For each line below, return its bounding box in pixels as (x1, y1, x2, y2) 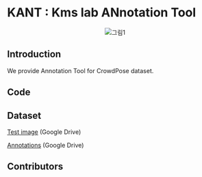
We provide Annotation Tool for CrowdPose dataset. (7, 66, 154, 74)
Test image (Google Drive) (7, 128, 81, 136)
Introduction (7, 49, 62, 60)
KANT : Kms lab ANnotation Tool (7, 5, 197, 21)
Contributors (7, 161, 64, 172)
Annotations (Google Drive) (7, 141, 84, 149)
